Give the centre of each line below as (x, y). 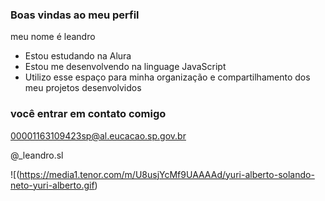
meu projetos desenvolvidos (83, 88)
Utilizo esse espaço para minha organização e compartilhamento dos (167, 77)
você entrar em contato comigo (88, 114)
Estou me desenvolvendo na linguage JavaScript (125, 67)
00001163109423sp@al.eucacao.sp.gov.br (98, 135)
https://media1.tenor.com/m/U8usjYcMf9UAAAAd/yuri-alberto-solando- (167, 174)
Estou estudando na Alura (78, 56)
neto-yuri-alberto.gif (52, 185)
